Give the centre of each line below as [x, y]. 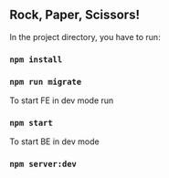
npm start [31, 123]
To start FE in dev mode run [62, 100]
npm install [36, 59]
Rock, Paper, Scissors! [74, 15]
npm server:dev [43, 164]
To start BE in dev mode [54, 141]
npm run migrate [46, 82]
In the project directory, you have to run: [85, 37]
